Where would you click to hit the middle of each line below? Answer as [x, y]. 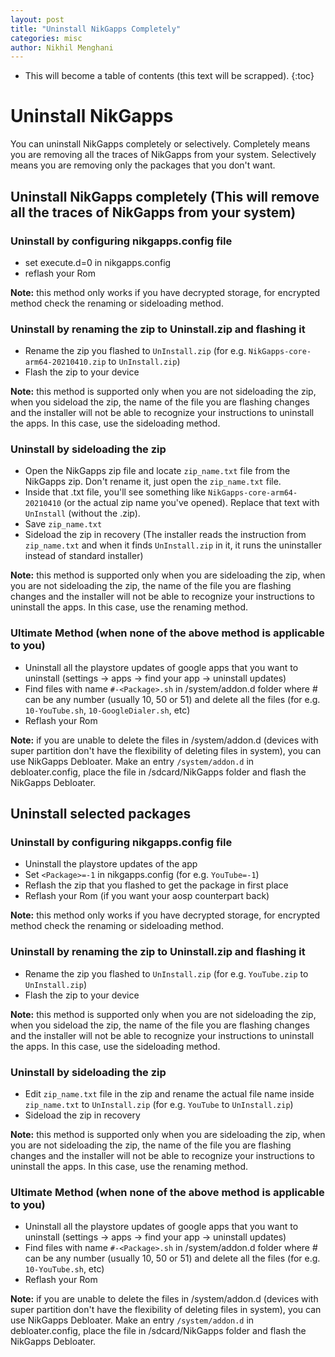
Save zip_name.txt [63, 524]
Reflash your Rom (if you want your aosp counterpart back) [147, 896]
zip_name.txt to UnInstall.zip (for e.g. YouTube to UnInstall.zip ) [159, 1105]
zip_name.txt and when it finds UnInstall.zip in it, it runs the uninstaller [173, 545]
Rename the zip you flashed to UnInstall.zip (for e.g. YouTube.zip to [166, 973]
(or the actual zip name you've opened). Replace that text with [191, 503]
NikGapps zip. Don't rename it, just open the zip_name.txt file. [153, 482]
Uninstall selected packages [101, 814]
